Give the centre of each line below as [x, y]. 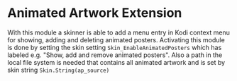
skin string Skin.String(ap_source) [59, 70]
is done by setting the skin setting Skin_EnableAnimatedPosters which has [115, 47]
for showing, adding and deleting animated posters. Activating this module [116, 39]
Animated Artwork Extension [95, 13]
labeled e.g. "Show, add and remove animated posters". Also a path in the [115, 55]
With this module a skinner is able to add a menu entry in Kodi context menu [119, 32]
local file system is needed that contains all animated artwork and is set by [116, 62]
